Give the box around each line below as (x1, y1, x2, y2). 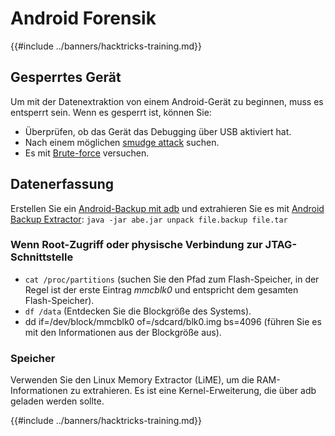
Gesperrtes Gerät (10, 69, 122, 86)
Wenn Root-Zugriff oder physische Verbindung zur (10, 238, 263, 252)
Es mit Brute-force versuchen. (24, 147, 150, 159)
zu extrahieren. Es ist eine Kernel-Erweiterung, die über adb (69, 385, 317, 397)
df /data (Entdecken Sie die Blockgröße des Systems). (24, 305, 252, 317)
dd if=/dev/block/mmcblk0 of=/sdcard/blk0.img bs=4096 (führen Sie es (24, 315, 322, 327)
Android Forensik (10, 7, 157, 30)
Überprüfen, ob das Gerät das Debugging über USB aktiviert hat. (24, 125, 292, 137)
